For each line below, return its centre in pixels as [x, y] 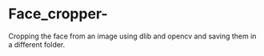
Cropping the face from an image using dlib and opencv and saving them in [132, 36]
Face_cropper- [58, 14]
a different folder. [37, 44]
